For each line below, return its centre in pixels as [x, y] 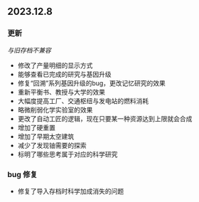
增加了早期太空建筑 [46, 136]
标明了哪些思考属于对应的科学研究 [68, 154]
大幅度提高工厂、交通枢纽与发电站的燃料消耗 [83, 101]
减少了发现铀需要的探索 [52, 145]
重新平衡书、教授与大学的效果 [61, 92]
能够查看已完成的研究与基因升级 [64, 74]
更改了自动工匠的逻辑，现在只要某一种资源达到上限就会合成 [105, 118]
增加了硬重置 [36, 127]
